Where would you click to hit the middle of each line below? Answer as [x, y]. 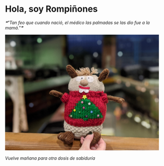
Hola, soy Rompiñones [51, 9]
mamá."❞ [14, 27]
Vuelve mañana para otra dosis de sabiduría [50, 158]
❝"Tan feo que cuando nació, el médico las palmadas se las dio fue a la [77, 23]
